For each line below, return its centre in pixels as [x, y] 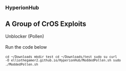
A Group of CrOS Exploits [46, 24]
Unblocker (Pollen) [25, 36]
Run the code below [26, 47]
